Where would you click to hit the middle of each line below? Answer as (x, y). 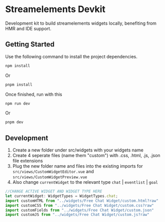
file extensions (28, 161)
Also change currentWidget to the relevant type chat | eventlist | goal (85, 182)
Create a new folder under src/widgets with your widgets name (78, 150)
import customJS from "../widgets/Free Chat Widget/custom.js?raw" (77, 215)
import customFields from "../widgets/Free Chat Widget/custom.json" (80, 210)
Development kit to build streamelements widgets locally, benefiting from (81, 23)
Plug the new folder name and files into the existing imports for (78, 166)
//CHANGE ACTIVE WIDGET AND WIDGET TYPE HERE (54, 192)
